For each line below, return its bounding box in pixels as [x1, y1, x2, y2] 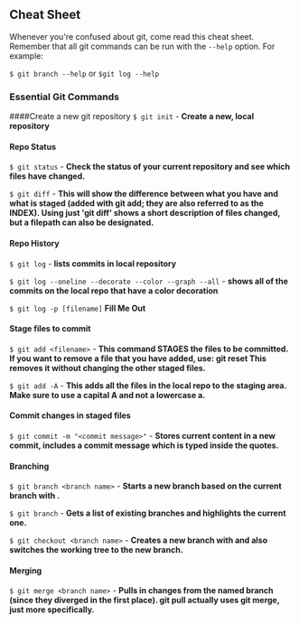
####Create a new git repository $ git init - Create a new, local [9, 111, 255, 122]
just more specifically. [9, 604, 95, 615]
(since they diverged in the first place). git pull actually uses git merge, [9, 595, 280, 606]
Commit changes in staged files [9, 410, 131, 421]
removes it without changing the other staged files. [9, 362, 206, 373]
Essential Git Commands [9, 90, 120, 103]
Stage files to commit [9, 323, 91, 334]
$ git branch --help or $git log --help [9, 68, 160, 79]
